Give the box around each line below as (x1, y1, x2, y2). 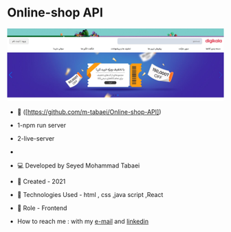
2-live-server (16, 135, 55, 143)
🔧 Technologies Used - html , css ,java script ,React (16, 191, 164, 199)
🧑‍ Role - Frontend (16, 204, 67, 212)
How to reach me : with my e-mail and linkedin (16, 218, 149, 226)
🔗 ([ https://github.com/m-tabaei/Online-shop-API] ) (16, 108, 162, 116)
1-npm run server (16, 121, 67, 130)
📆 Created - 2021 (16, 177, 66, 186)
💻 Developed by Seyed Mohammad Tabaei (16, 161, 140, 170)
